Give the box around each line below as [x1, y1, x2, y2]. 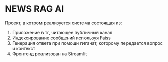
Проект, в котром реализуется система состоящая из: [5, 20, 122, 26]
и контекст [12, 45, 36, 51]
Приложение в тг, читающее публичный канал [12, 29, 113, 35]
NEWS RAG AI [5, 3, 64, 15]
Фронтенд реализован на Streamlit [12, 51, 87, 57]
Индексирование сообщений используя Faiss [12, 35, 111, 41]
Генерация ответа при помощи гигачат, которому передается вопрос [12, 40, 163, 46]
